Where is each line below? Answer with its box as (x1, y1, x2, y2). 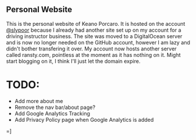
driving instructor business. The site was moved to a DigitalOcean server (6, 32, 182, 40)
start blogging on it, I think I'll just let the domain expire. (6, 57, 141, 64)
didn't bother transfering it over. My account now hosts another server (6, 45, 177, 52)
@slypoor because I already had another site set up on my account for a (6, 26, 181, 33)
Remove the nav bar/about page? (14, 104, 96, 111)
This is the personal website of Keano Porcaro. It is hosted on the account (6, 20, 185, 27)
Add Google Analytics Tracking (14, 110, 90, 117)
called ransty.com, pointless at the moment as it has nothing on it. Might (6, 51, 181, 58)
